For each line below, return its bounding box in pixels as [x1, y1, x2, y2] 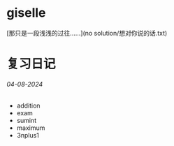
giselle [6, 5, 46, 21]
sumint [16, 117, 36, 125]
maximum [16, 124, 45, 132]
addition [16, 101, 41, 110]
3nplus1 [16, 131, 40, 140]
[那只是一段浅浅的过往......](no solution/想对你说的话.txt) [6, 29, 168, 37]
